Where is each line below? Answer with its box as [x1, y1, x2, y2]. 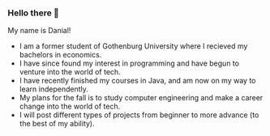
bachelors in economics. [19, 50, 102, 60]
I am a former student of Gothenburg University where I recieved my [19, 41, 248, 51]
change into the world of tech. [19, 101, 121, 112]
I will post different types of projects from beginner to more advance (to [19, 110, 259, 120]
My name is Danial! [7, 26, 71, 36]
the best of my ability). [19, 119, 95, 129]
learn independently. [19, 84, 88, 94]
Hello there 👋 [7, 7, 60, 19]
